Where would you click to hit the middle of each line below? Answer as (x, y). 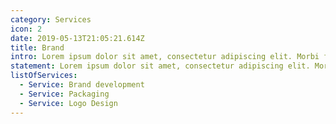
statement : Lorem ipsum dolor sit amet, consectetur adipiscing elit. (160, 66)
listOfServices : (44, 76)
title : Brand (37, 47)
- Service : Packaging (64, 94)
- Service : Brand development (82, 85)
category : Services (51, 19)
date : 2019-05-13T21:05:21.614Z (77, 38)
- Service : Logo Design (68, 103)
